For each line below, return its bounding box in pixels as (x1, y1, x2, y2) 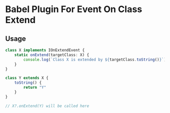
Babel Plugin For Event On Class (5, 4, 143, 15)
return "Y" (23, 85, 47, 90)
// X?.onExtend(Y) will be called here (5, 103, 90, 108)
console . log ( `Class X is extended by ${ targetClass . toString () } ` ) (23, 57, 166, 62)
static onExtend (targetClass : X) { (14, 52, 90, 58)
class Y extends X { (5, 76, 49, 81)
